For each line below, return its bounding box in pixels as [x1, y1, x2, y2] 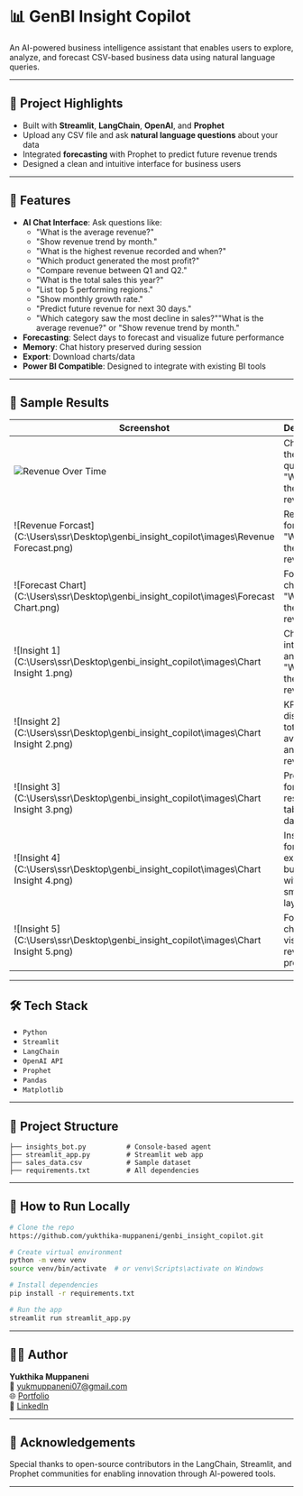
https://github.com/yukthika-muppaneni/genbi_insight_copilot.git [9, 1231, 264, 1240]
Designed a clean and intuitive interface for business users [22, 158, 242, 169]
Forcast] [59, 519, 95, 532]
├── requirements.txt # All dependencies [9, 1166, 200, 1175]
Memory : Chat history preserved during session [22, 341, 202, 352]
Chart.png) [14, 601, 60, 614]
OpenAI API [22, 1057, 64, 1066]
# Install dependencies [9, 1280, 99, 1289]
